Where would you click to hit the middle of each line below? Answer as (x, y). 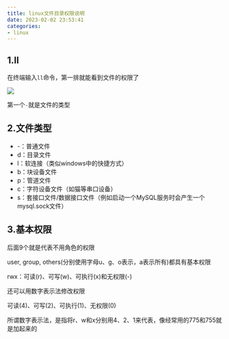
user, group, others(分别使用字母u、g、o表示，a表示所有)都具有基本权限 (109, 262)
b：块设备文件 (37, 172)
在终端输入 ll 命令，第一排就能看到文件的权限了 (73, 78)
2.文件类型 (30, 128)
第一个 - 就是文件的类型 (39, 105)
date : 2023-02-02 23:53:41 (45, 20)
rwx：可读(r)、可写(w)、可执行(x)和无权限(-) (70, 276)
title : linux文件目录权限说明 (46, 13)
